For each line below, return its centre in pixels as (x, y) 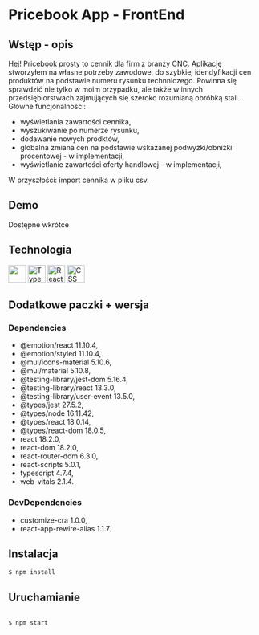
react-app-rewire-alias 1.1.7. (65, 528)
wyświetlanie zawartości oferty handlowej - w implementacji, (121, 165)
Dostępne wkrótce (39, 224)
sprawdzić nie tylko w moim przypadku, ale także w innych (105, 89)
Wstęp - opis (41, 45)
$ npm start (28, 623)
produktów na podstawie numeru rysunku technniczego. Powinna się (123, 81)
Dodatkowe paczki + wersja (79, 305)
